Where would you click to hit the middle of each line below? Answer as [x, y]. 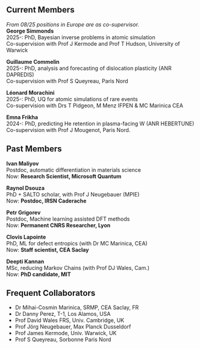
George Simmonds [30, 31]
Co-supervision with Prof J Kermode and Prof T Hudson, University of [93, 43]
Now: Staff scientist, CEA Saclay [48, 250]
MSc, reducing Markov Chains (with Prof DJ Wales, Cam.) [78, 268]
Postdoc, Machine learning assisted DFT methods [68, 219]
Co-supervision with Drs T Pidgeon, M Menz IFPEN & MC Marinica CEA [95, 105]
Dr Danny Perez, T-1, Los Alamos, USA [63, 314]
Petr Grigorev [23, 212]
